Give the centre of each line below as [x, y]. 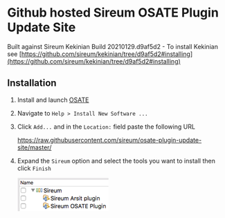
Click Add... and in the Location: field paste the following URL [106, 127]
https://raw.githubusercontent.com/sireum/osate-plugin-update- [109, 140]
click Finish [34, 168]
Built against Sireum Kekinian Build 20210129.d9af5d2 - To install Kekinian [112, 46]
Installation [32, 83]
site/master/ [34, 147]
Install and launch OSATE [53, 100]
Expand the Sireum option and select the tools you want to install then [116, 161]
